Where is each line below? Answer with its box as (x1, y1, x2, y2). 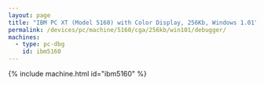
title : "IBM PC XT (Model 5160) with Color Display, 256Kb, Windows (8, 19, 237, 27)
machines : (8, 33, 41, 41)
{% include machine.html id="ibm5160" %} (8, 69, 148, 78)
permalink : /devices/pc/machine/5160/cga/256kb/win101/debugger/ (8, 26, 226, 34)
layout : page (8, 11, 51, 19)
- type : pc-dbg (15, 41, 65, 48)
